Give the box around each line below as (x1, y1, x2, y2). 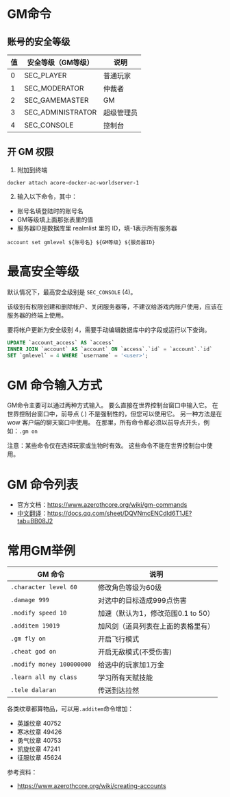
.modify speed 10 (10, 609, 67, 617)
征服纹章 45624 (16, 754, 62, 762)
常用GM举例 (7, 543, 76, 559)
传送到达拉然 (98, 686, 140, 695)
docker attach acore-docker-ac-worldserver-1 (7, 179, 139, 186)
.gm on (19, 428, 38, 436)
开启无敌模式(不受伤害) (98, 647, 172, 657)
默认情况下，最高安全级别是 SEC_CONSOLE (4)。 (7, 287, 137, 296)
